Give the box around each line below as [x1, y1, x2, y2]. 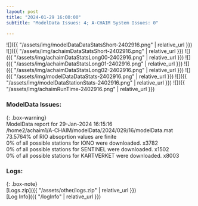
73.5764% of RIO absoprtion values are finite [6, 133, 117, 140]
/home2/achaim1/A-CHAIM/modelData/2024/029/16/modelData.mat [6, 126, 174, 134]
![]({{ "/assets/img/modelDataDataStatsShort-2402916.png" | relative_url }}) [6, 41, 193, 48]
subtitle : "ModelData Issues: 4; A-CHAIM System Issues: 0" [6, 20, 159, 26]
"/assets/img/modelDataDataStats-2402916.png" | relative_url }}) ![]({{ [14, 73, 187, 80]
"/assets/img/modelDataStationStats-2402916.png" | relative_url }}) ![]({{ [6, 79, 185, 86]
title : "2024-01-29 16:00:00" [6, 14, 82, 20]
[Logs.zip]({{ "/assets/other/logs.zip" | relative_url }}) [6, 186, 137, 193]
